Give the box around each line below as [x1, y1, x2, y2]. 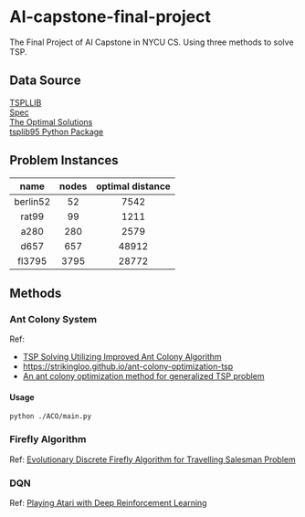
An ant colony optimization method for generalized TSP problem [22, 371, 265, 382]
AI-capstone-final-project [9, 6, 212, 27]
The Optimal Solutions [9, 116, 93, 127]
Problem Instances [9, 153, 119, 168]
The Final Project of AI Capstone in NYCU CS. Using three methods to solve [9, 37, 294, 47]
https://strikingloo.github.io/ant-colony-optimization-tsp [22, 361, 234, 372]
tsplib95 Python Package [9, 126, 104, 137]
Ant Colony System [9, 312, 98, 325]
